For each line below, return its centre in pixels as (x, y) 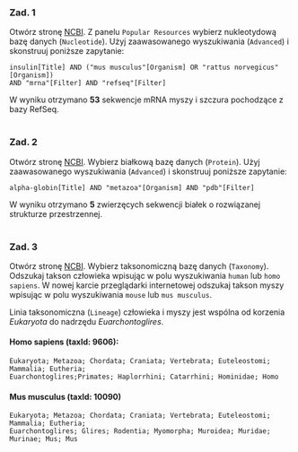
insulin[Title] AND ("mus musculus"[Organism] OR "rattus (120, 68)
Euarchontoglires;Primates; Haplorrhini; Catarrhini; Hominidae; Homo (144, 377)
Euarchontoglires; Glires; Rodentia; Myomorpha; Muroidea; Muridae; (140, 431)
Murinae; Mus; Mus (44, 439)
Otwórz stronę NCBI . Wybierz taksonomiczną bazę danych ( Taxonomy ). (139, 265)
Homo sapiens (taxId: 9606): (64, 342)
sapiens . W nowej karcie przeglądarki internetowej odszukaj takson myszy (147, 285)
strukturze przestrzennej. (56, 213)
